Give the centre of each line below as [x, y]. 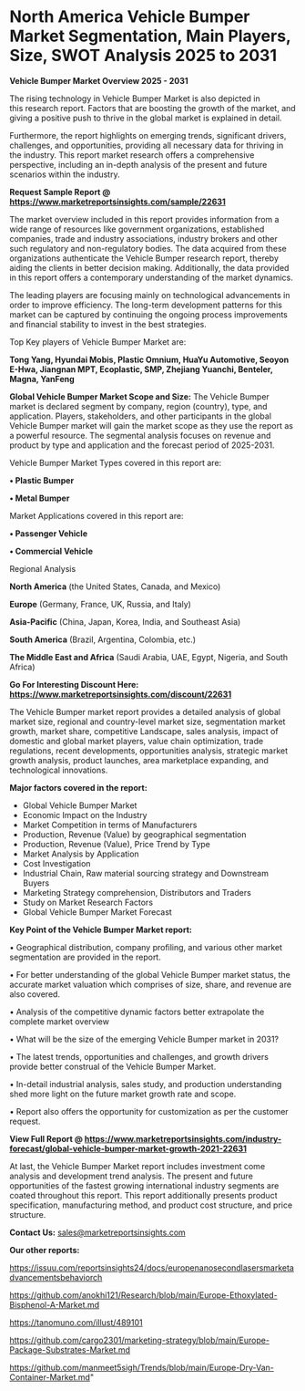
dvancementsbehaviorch [56, 1277]
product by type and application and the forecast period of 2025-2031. [142, 445]
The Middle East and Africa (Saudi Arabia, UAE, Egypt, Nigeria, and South [149, 657]
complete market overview [59, 1021]
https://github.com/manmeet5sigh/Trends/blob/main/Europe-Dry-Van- [142, 1367]
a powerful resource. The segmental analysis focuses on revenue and [140, 435]
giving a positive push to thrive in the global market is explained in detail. [146, 118]
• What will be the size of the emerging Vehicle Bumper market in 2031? [144, 1039]
